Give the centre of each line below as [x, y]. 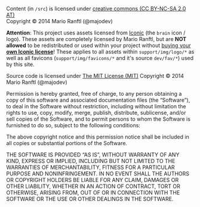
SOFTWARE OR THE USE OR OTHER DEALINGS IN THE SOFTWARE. [90, 199]
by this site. [20, 64]
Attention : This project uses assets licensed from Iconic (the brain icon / [96, 33]
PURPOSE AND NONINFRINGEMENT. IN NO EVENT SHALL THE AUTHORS [98, 174]
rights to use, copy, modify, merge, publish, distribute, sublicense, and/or [96, 113]
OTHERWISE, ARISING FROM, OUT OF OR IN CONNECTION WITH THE [93, 192]
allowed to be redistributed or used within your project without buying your [99, 45]
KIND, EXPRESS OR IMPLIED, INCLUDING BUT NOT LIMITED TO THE [91, 161]
